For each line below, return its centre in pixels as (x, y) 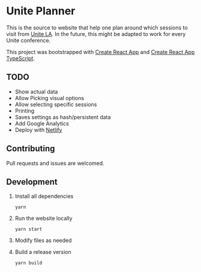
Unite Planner (41, 11)
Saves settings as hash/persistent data (63, 117)
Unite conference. (28, 40)
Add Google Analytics (42, 123)
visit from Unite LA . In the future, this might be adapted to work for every (96, 34)
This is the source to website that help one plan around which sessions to (97, 28)
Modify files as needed (43, 240)
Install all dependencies (44, 197)
